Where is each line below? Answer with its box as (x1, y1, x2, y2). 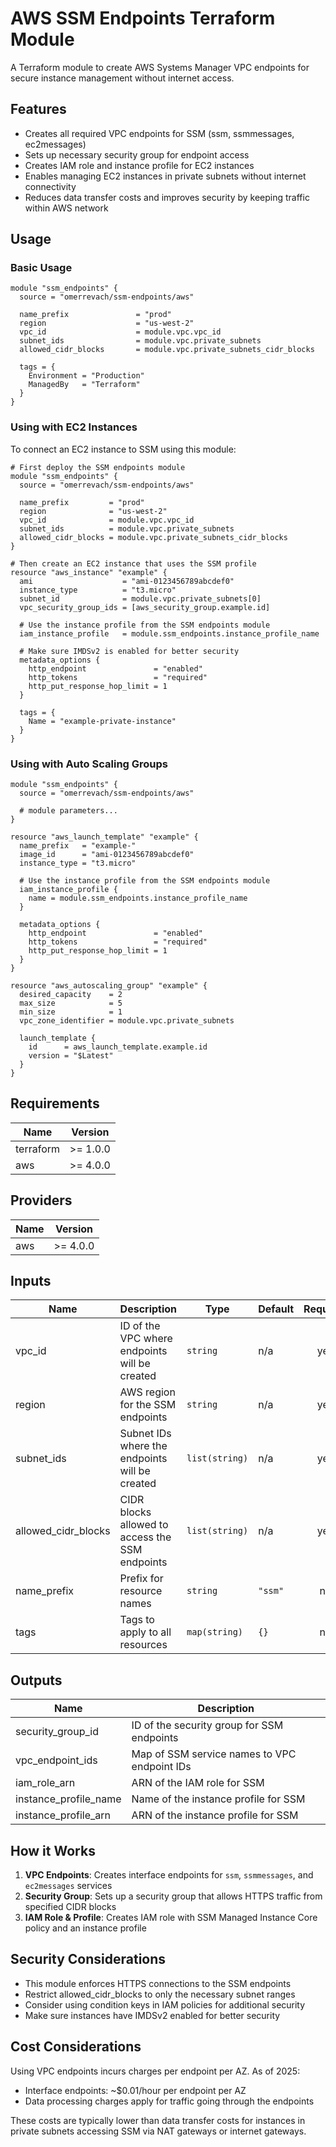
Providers (10, 1192, 73, 1209)
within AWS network (24, 202, 109, 214)
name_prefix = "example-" (19, 841, 137, 851)
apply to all (119, 1625, 172, 1639)
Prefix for (119, 1572, 164, 1586)
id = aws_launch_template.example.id (28, 1042, 208, 1052)
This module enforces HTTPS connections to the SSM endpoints (24, 1977, 292, 1989)
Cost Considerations (10, 2038, 142, 2056)
